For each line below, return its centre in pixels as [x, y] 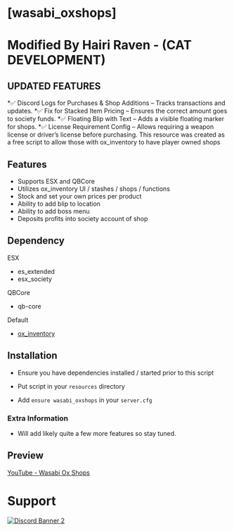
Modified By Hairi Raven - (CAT [99, 45]
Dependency [36, 241]
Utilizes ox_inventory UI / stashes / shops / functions [94, 189]
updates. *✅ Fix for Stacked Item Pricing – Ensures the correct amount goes [117, 111]
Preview [26, 456]
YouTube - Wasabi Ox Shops [48, 473]
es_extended [36, 271]
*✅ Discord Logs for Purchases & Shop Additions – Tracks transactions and [116, 103]
